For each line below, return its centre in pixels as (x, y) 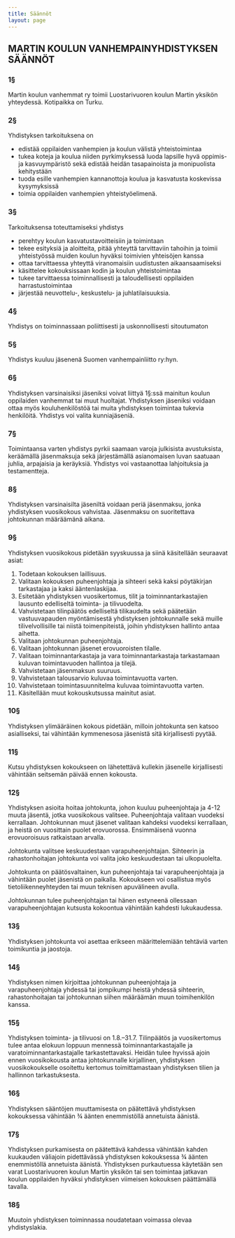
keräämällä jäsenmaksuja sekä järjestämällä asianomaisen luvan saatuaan (114, 456)
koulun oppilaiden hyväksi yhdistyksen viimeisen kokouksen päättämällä (112, 1179)
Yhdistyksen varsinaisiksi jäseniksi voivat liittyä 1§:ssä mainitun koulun (109, 393)
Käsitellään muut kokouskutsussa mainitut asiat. (87, 693)
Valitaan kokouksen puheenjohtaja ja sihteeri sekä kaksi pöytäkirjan (115, 581)
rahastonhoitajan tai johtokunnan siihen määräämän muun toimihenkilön (112, 997)
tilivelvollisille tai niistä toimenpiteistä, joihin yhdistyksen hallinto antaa (119, 626)
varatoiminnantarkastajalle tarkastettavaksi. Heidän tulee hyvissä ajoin (109, 1053)
